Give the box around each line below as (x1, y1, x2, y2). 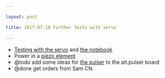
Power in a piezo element (14, 52, 76, 59)
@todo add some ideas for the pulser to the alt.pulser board (14, 58, 160, 66)
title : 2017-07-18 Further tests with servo (5, 24, 117, 30)
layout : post (5, 14, 38, 19)
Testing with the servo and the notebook (14, 45, 113, 53)
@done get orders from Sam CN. (14, 64, 94, 71)
